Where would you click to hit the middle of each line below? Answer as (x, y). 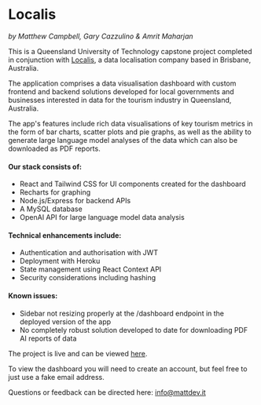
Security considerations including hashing (88, 278)
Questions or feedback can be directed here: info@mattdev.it (107, 392)
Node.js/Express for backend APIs (75, 201)
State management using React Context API (90, 269)
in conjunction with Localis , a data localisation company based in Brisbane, (130, 60)
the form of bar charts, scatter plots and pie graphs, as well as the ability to (130, 132)
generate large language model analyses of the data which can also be (123, 140)
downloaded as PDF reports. (54, 148)
